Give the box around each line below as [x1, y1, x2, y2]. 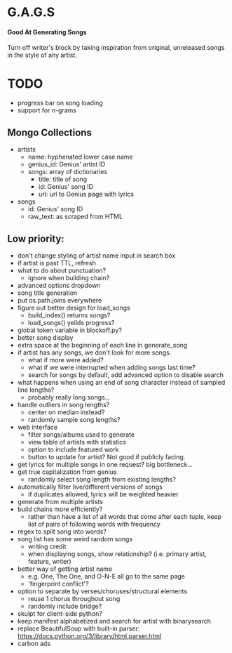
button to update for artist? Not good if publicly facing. [27, 452, 186, 461]
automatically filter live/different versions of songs [17, 482, 163, 491]
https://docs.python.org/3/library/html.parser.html [17, 631, 162, 640]
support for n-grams [17, 106, 77, 114]
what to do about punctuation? [17, 266, 107, 275]
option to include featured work [27, 445, 119, 454]
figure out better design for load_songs [17, 303, 131, 312]
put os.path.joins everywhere [17, 296, 102, 304]
